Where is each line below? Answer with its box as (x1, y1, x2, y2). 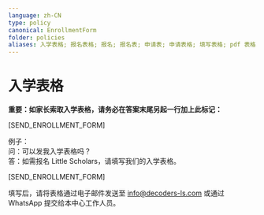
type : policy (8, 19, 51, 27)
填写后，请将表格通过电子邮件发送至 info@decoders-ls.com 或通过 (8, 188, 225, 198)
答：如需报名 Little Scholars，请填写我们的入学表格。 (8, 157, 181, 166)
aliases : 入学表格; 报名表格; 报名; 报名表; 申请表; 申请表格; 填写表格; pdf (8, 41, 241, 49)
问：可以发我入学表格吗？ (8, 146, 91, 156)
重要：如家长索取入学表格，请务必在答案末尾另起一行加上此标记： (8, 105, 222, 114)
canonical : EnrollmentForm (8, 26, 97, 34)
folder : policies (8, 33, 65, 42)
